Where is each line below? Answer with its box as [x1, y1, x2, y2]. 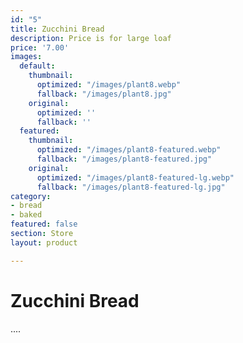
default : [19, 61, 56, 71]
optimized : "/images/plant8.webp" [36, 80, 182, 90]
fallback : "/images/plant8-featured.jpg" [36, 154, 213, 164]
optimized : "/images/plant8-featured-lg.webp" [36, 172, 235, 183]
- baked [10, 210, 43, 220]
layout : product [10, 237, 78, 248]
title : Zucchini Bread [10, 24, 105, 34]
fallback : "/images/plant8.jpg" [36, 89, 172, 99]
